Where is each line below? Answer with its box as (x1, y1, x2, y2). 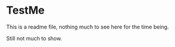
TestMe (6, 4, 45, 17)
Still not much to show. (6, 35, 62, 42)
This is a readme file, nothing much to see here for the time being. (6, 23, 169, 30)
